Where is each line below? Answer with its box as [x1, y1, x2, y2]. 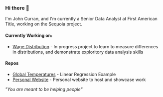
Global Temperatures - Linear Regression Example [12, 71, 116, 77]
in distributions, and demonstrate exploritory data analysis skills [12, 49, 144, 55]
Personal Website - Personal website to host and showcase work [12, 77, 146, 83]
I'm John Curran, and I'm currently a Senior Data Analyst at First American [5, 16, 158, 22]
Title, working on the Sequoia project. [5, 21, 82, 27]
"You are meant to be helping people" [5, 86, 83, 92]
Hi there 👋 [5, 4, 30, 11]
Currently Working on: [5, 32, 53, 38]
